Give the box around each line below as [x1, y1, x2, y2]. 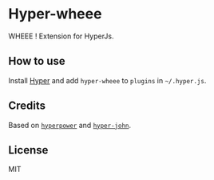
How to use [8, 54, 65, 68]
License [8, 143, 49, 157]
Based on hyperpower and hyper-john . [8, 120, 132, 130]
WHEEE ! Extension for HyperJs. [8, 31, 114, 41]
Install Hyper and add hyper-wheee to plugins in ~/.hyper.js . [8, 75, 207, 85]
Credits [8, 99, 46, 113]
